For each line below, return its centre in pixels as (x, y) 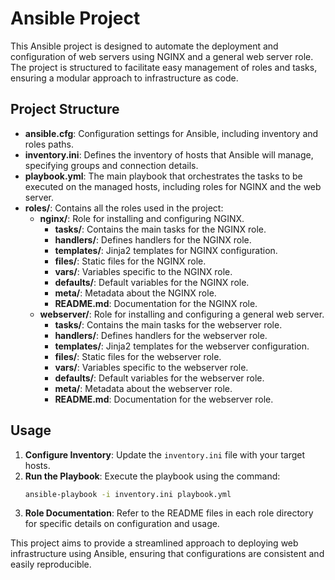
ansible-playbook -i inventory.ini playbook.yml (128, 494)
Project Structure (65, 109)
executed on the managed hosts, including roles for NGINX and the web (173, 186)
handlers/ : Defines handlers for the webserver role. (161, 335)
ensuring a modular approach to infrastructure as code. (124, 78)
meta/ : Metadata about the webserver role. (143, 388)
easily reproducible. (51, 564)
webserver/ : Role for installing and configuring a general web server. (182, 314)
